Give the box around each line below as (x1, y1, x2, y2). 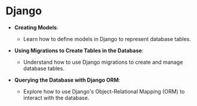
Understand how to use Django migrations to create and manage (23, 58, 183, 66)
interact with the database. (23, 94, 90, 101)
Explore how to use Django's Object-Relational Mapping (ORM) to (23, 88, 185, 95)
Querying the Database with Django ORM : (14, 76, 120, 83)
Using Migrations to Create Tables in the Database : (14, 46, 144, 54)
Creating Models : (14, 24, 59, 31)
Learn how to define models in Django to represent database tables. (23, 35, 192, 42)
